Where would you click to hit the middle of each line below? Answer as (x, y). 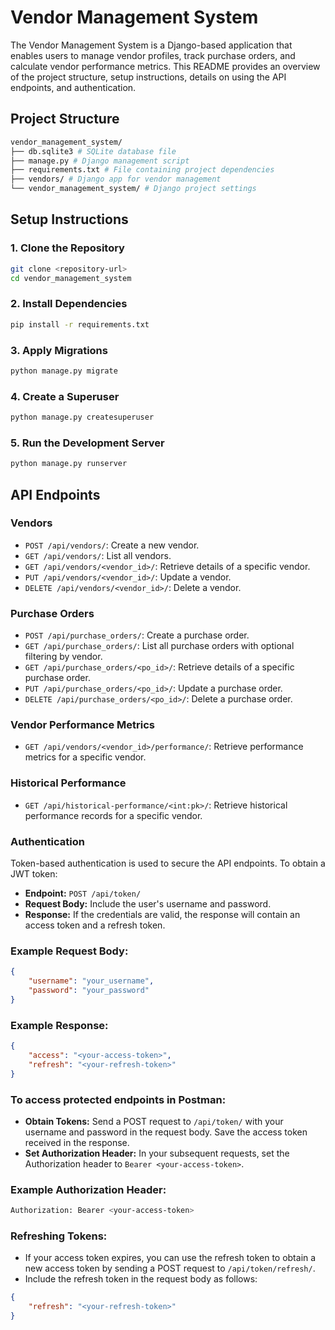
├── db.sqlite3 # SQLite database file (93, 151)
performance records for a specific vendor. (113, 815)
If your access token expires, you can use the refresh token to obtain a (170, 1258)
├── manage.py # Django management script (100, 161)
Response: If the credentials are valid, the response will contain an (162, 914)
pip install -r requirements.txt (80, 324)
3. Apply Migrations (59, 350)
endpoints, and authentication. (73, 87)
